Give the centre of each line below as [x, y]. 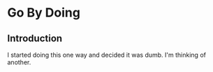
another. [19, 62]
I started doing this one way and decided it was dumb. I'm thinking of [106, 55]
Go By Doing [44, 13]
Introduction [35, 38]
